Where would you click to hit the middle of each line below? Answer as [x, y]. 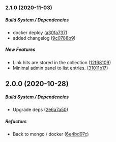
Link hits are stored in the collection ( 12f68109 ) [62, 62]
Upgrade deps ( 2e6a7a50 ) [40, 110]
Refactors [16, 121]
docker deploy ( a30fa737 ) [40, 33]
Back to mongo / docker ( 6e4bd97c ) [51, 134]
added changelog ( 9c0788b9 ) [44, 38]
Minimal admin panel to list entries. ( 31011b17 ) [60, 68]
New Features [20, 49]
